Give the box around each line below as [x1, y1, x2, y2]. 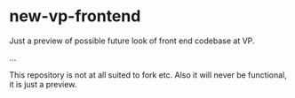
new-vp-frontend [9, 6, 141, 26]
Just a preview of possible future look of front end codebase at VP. [9, 35, 255, 46]
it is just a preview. [9, 79, 77, 89]
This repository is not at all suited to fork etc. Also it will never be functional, [9, 69, 287, 80]
